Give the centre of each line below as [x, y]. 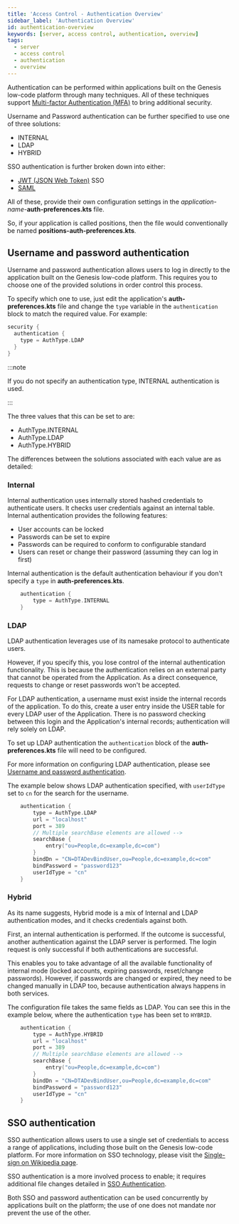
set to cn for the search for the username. [68, 793]
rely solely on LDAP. [37, 729]
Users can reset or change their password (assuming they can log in [118, 552]
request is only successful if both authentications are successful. [103, 949]
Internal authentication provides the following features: [87, 516]
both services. [28, 993]
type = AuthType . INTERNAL [71, 600]
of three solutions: [34, 124]
